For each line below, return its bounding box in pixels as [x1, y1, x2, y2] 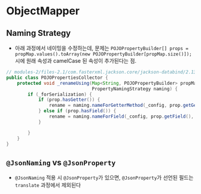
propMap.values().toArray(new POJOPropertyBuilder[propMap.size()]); [14, 51, 193, 57]
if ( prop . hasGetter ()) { [38, 97, 100, 103]
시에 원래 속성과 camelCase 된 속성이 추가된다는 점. [14, 57, 136, 64]
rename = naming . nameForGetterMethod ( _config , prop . [48, 103, 184, 109]
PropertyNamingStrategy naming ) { [92, 85, 178, 92]
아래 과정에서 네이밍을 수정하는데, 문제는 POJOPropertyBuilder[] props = [14, 45, 188, 51]
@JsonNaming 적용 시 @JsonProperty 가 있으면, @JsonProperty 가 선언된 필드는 [14, 174, 194, 181]
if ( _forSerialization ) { [28, 91, 93, 97]
